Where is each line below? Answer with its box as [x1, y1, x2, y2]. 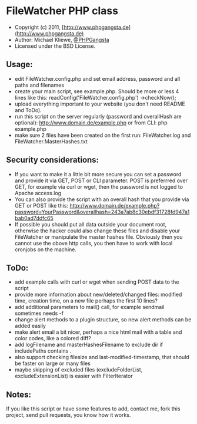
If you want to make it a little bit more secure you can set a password [14, 170, 182, 178]
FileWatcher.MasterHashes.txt [14, 137, 88, 145]
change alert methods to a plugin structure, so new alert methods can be [14, 316, 192, 323]
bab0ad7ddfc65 [14, 214, 54, 222]
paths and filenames [14, 81, 65, 88]
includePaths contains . [14, 347, 72, 354]
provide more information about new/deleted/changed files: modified [14, 291, 182, 298]
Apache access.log [14, 189, 62, 196]
